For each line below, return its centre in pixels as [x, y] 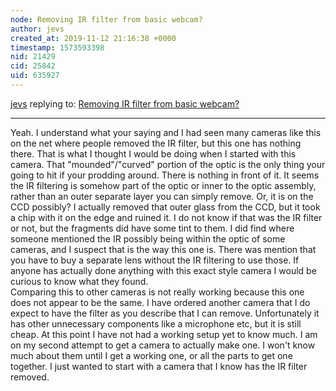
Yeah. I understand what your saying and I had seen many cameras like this [166, 132]
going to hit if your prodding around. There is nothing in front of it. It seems [165, 175]
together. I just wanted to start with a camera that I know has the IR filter [159, 366]
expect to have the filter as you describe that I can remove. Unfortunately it [165, 313]
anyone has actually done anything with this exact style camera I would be [163, 270]
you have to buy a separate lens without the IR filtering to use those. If [155, 260]
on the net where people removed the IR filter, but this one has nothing [156, 143]
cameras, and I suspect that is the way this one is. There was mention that [163, 249]
